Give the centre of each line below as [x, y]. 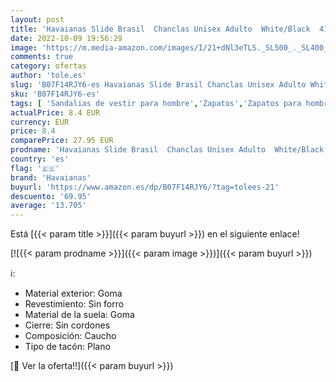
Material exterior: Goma [73, 293]
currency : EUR [40, 122]
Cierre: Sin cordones [67, 325]
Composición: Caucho [70, 336]
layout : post [37, 19]
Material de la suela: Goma [79, 315]
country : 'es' [40, 159]
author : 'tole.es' [48, 76]
